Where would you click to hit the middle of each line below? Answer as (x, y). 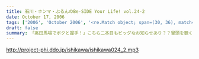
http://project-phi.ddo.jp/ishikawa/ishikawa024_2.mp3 (73, 50)
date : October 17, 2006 (36, 17)
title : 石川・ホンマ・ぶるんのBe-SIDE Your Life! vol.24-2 (76, 11)
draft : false (22, 28)
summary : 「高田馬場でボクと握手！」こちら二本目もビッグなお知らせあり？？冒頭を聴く (100, 33)
